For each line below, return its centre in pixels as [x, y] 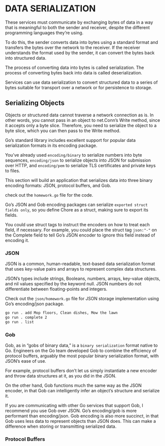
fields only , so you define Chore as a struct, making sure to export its [77, 209]
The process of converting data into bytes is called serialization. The [75, 68]
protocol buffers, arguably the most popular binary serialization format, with [82, 356]
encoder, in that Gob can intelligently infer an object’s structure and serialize [82, 390]
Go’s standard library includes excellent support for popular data [70, 140]
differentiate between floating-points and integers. [56, 289]
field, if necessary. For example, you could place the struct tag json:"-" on [81, 230]
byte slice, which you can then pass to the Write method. [63, 131]
